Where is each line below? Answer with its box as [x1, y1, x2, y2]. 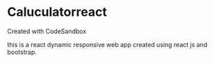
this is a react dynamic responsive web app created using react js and [7, 40, 208, 48]
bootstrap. [7, 48, 37, 56]
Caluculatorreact [7, 4, 108, 20]
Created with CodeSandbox [7, 27, 87, 35]
